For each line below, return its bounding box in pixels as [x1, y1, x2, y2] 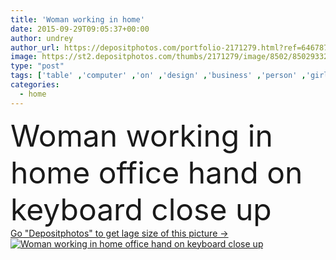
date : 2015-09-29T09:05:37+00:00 [10, 24, 150, 34]
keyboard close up [10, 190, 272, 228]
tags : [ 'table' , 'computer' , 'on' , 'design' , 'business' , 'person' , [10, 71, 307, 81]
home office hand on [10, 153, 303, 191]
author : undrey [10, 33, 74, 43]
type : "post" [10, 61, 65, 71]
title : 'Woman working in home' [10, 14, 145, 25]
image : [10, 52, 38, 62]
